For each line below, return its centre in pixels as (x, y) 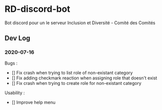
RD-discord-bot (37, 9)
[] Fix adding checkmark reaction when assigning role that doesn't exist (84, 78)
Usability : (15, 93)
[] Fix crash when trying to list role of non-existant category (72, 73)
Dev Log (17, 38)
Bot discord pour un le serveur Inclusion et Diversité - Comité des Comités (80, 23)
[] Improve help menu (33, 102)
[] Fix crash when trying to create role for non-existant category (76, 83)
